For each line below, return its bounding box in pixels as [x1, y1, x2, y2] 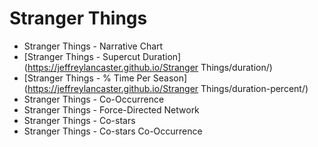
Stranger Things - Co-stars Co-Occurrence [23, 125, 203, 137]
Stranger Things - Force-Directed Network [23, 103, 200, 116]
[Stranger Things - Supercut [23, 50, 141, 62]
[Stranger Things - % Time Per [23, 72, 151, 84]
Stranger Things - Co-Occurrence [23, 93, 165, 105]
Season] [152, 72, 188, 84]
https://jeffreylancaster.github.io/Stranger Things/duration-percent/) [27, 82, 309, 94]
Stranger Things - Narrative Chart [23, 40, 164, 52]
